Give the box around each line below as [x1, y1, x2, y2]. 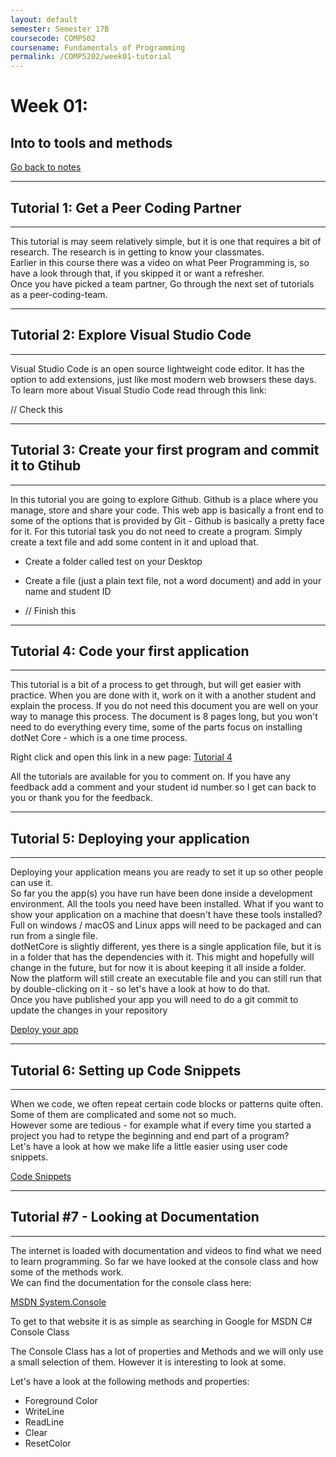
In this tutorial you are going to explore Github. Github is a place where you [10, 493, 319, 505]
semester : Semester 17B [10, 24, 110, 34]
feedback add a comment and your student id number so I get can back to [10, 781, 317, 793]
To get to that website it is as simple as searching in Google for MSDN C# [10, 1315, 313, 1327]
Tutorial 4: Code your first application [10, 642, 250, 660]
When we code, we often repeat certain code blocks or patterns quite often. [10, 1098, 323, 1110]
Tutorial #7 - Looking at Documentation [10, 1209, 260, 1226]
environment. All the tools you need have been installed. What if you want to [10, 898, 324, 910]
